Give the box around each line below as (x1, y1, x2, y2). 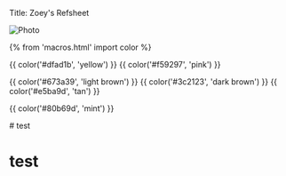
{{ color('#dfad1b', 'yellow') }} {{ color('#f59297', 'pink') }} (9, 60, 221, 69)
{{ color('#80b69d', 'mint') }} (9, 103, 115, 114)
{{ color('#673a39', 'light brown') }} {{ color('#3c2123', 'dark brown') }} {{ (9, 76, 278, 87)
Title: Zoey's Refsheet (9, 8, 90, 18)
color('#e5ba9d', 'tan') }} (9, 86, 100, 96)
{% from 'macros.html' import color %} (9, 42, 153, 52)
